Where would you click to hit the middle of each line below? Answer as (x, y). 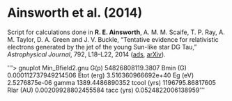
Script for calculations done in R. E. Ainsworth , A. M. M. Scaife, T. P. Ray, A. (116, 32)
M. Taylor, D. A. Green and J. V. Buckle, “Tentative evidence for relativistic (113, 39)
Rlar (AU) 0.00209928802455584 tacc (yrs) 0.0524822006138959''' (106, 90)
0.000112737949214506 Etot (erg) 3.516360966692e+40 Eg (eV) (100, 75)
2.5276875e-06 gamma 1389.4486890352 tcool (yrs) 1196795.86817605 (111, 82)
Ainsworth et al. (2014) (75, 13)
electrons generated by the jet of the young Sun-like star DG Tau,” (102, 47)
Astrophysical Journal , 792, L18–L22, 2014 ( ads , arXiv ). (86, 54)
